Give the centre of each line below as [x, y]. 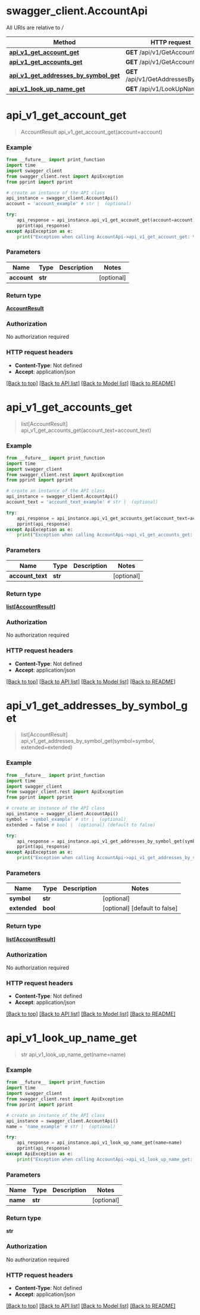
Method [65, 42]
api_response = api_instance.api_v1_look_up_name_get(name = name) [100, 1143]
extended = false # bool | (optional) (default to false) [81, 825]
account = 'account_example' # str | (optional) [69, 204]
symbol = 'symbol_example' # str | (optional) [66, 819]
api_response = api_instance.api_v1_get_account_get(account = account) [106, 220]
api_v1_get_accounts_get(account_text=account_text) [86, 430]
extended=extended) [47, 748]
